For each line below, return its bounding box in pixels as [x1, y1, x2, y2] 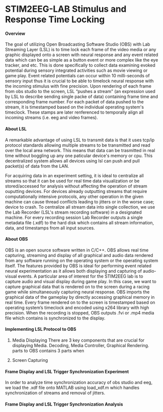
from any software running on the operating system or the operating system [5, 257, 158, 263]
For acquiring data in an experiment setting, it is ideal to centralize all [5, 172, 144, 178]
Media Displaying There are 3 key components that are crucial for [12, 337, 145, 343]
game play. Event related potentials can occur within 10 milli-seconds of [5, 73, 150, 79]
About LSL [5, 126, 27, 131]
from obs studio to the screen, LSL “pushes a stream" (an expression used [5, 89, 156, 95]
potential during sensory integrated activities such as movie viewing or [5, 67, 148, 73]
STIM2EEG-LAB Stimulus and [5, 3, 127, 15]
